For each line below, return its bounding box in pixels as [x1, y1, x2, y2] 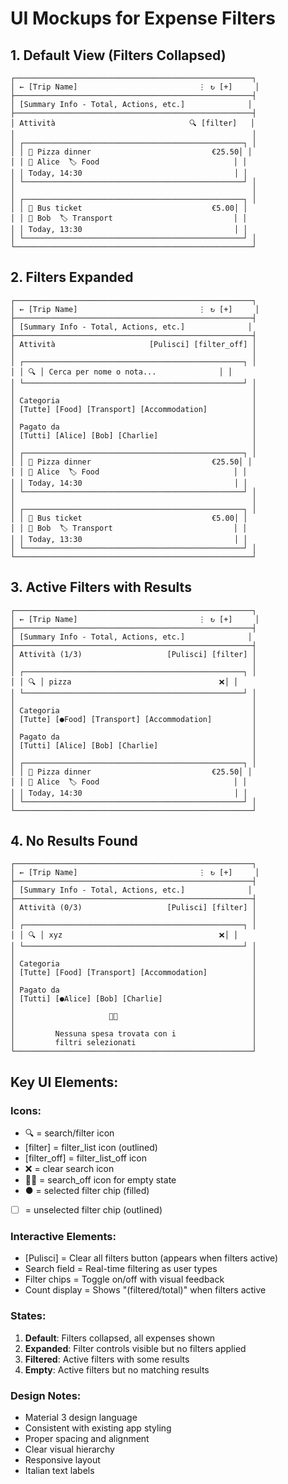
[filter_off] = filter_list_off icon [24, 1152, 148, 1164]
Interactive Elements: [10, 1230, 117, 1244]
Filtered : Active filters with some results [24, 1353, 190, 1365]
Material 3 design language [24, 1412, 138, 1424]
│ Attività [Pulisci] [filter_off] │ [10, 339, 257, 349]
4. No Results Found [10, 833, 138, 850]
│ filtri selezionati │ [10, 1038, 257, 1048]
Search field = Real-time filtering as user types [24, 1263, 218, 1275]
